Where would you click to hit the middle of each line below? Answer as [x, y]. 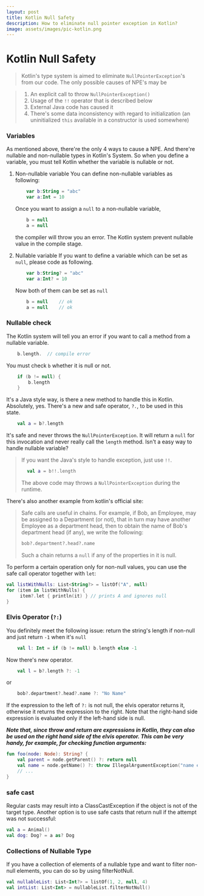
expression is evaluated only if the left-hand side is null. [76, 718]
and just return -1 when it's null [46, 637]
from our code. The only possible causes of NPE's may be [94, 82]
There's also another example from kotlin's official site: [75, 501]
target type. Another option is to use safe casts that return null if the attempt [102, 812]
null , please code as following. [54, 262]
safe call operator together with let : [51, 573]
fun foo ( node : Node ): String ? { [47, 754]
